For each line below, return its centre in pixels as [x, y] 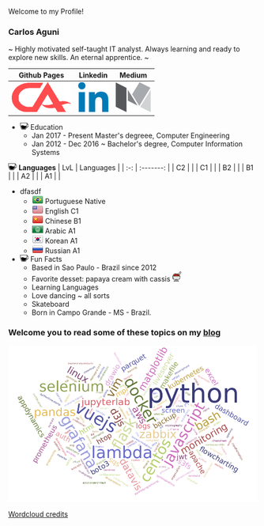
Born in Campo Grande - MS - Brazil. [91, 312]
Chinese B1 [63, 221]
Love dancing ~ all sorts [71, 295]
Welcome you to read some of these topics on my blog [115, 333]
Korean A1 [61, 240]
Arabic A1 [60, 231]
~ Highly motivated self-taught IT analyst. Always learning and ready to [124, 49]
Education [47, 127]
